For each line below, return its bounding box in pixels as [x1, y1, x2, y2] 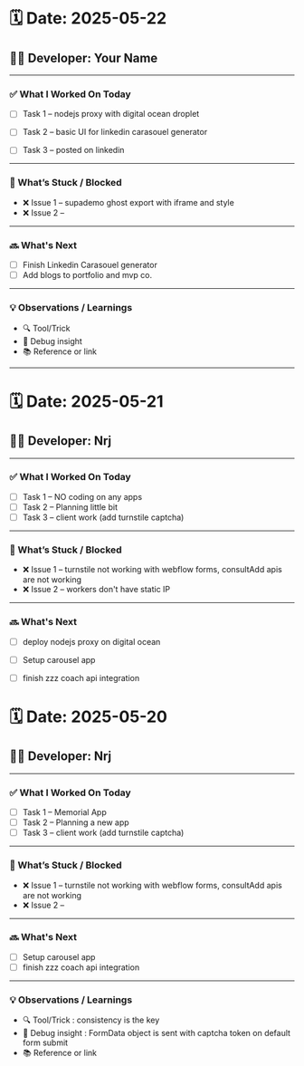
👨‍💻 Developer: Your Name [9, 50, 158, 65]
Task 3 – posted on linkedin [22, 145, 125, 156]
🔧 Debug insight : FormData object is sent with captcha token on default [22, 1028, 291, 1039]
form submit [22, 1037, 69, 1048]
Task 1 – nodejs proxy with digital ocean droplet [22, 109, 200, 120]
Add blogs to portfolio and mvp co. [22, 270, 153, 281]
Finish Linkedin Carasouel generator [22, 260, 158, 271]
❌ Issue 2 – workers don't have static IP [22, 584, 171, 595]
